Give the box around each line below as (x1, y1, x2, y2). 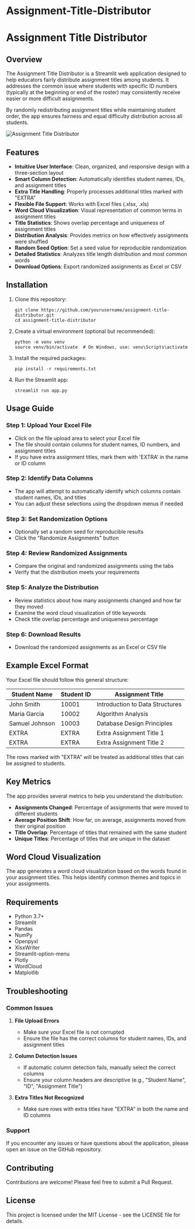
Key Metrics (6, 777, 52, 787)
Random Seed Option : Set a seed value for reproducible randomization (14, 244, 187, 251)
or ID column (14, 459, 46, 467)
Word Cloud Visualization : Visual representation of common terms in (14, 207, 183, 214)
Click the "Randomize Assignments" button (14, 534, 119, 542)
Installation (6, 280, 48, 290)
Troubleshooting (6, 986, 69, 996)
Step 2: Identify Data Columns (6, 474, 94, 482)
